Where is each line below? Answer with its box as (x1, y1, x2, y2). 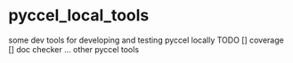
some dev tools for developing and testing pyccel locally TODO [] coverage (8, 35, 284, 45)
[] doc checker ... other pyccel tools (8, 43, 140, 54)
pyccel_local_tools (8, 5, 150, 26)
